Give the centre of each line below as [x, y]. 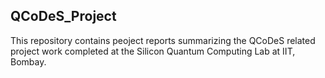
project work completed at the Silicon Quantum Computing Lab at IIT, [153, 51]
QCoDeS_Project [63, 16]
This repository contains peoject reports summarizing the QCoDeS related [163, 40]
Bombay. [28, 61]
